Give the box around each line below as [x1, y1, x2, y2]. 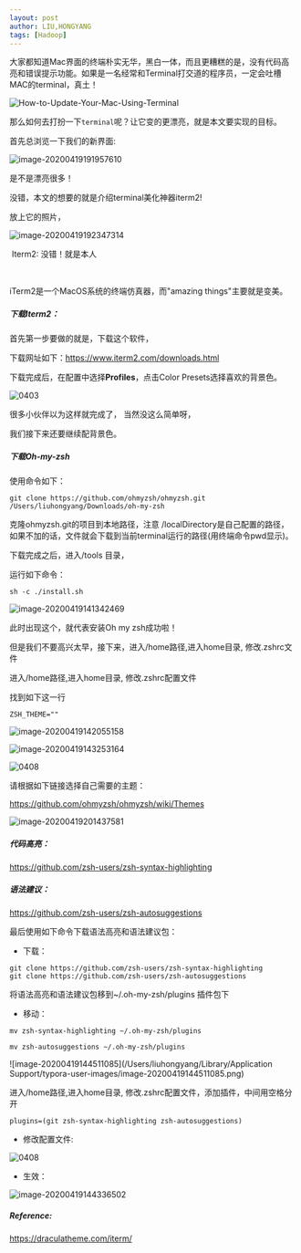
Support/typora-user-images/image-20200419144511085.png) [9, 1069, 244, 1080]
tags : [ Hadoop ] [9, 30, 67, 39]
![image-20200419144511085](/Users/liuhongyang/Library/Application [9, 1059, 273, 1070]
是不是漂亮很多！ [9, 172, 74, 183]
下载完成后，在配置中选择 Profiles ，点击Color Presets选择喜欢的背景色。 [9, 371, 283, 383]
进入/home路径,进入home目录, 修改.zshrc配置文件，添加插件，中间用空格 [9, 1087, 285, 1098]
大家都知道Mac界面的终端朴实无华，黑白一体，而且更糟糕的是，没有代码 [9, 57, 282, 68]
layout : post [9, 13, 59, 23]
